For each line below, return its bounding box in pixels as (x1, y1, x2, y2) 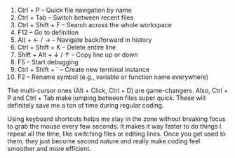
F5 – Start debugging (17, 58, 79, 66)
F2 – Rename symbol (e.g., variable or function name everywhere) (17, 73, 209, 81)
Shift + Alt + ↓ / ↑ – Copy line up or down (17, 50, 138, 59)
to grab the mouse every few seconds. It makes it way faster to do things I (7, 122, 222, 130)
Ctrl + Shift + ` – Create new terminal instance (17, 66, 149, 73)
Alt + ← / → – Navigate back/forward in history (17, 36, 152, 44)
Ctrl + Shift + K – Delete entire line (17, 43, 116, 51)
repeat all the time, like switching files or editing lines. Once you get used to (7, 129, 226, 138)
